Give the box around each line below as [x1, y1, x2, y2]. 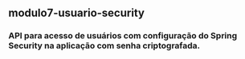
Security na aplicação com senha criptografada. [8, 40, 201, 51]
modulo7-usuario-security [8, 6, 145, 20]
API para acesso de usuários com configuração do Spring [8, 30, 238, 41]
